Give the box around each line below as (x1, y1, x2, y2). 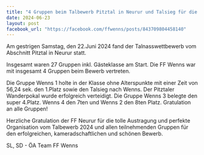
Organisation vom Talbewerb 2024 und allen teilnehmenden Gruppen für (6, 123, 189, 131)
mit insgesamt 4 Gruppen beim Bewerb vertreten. (6, 68, 131, 75)
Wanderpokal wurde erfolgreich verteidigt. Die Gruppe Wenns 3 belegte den (6, 92, 198, 99)
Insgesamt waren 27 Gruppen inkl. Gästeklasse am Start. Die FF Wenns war (6, 61, 196, 68)
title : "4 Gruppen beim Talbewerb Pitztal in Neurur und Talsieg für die (6, 9, 198, 15)
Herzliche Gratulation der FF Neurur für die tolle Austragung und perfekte (6, 117, 191, 124)
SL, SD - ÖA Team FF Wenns (6, 142, 79, 150)
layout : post (6, 20, 40, 26)
